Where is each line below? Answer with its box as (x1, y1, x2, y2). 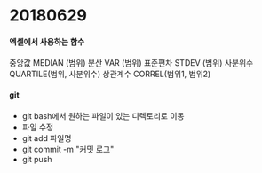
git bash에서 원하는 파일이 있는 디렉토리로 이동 (21, 110, 185, 121)
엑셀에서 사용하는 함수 (9, 36, 85, 47)
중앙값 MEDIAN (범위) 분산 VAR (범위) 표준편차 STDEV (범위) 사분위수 (9, 58, 254, 68)
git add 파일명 (21, 132, 72, 143)
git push (21, 153, 52, 164)
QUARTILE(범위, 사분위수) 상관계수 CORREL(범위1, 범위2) (9, 68, 211, 80)
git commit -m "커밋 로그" (21, 144, 115, 154)
